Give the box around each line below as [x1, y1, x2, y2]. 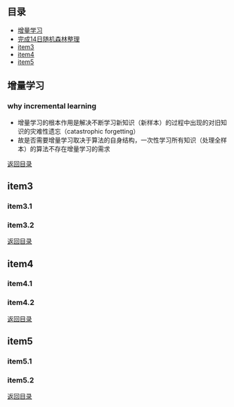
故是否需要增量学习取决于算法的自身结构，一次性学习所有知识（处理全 [17, 136, 221, 144]
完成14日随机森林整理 [17, 34, 80, 43]
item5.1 [7, 356, 32, 366]
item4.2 [7, 297, 35, 307]
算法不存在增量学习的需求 [36, 144, 110, 153]
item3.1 [7, 201, 33, 211]
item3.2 [7, 220, 34, 230]
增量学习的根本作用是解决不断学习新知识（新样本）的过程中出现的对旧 [17, 118, 221, 127]
